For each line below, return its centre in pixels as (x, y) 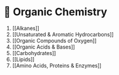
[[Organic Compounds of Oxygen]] (54, 40)
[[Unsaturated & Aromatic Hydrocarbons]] (63, 34)
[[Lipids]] (23, 59)
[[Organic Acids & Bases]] (43, 47)
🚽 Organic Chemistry (55, 12)
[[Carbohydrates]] (34, 53)
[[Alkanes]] (26, 28)
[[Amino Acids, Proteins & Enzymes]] (57, 65)
